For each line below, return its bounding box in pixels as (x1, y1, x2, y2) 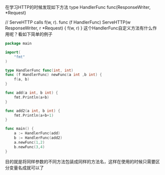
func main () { (5, 126, 34, 131)
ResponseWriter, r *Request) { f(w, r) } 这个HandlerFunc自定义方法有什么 (5, 25, 153, 31)
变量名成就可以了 (9, 165, 44, 171)
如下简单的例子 (22, 31, 53, 37)
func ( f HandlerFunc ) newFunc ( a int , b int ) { (5, 73, 102, 77)
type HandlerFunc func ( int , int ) (5, 68, 74, 73)
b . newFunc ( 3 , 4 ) (14, 144, 45, 150)
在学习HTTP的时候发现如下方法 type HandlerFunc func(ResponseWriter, (5, 4, 151, 10)
